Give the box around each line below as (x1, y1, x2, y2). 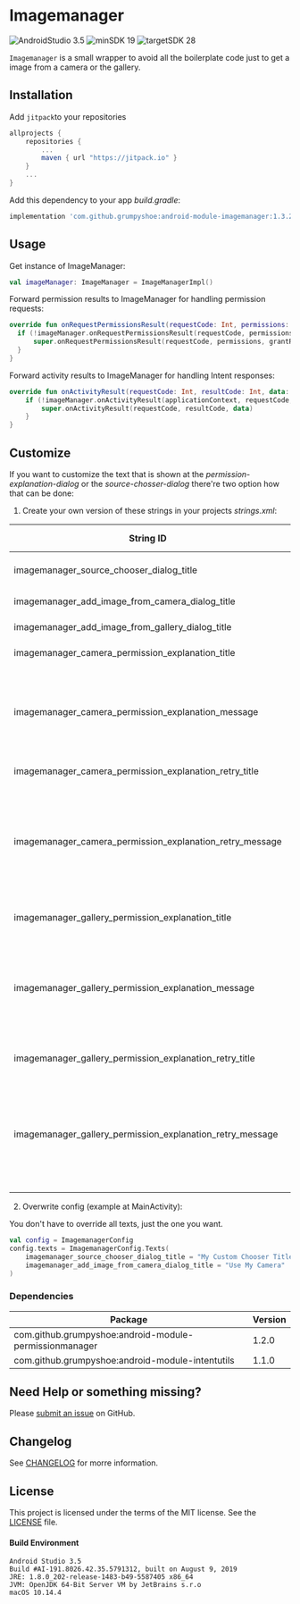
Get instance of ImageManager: (9, 260, 126, 271)
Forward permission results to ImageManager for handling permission (9, 294, 266, 305)
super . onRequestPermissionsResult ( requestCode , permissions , (32, 337, 266, 347)
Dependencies (9, 1290, 74, 1303)
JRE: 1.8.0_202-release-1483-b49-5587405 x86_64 (9, 1573, 194, 1582)
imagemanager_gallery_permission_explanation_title (13, 911, 232, 923)
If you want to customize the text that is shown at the (9, 469, 204, 479)
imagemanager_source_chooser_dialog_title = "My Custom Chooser (25, 1252, 270, 1261)
